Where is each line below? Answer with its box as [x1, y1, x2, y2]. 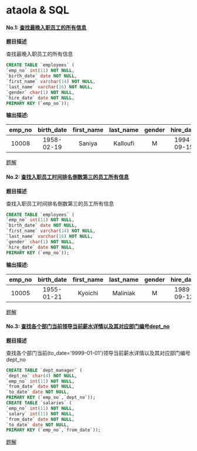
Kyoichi [77, 289, 98, 297]
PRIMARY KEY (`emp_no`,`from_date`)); [6, 427, 101, 433]
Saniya [79, 139, 98, 148]
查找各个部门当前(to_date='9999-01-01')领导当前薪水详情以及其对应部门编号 [6, 349, 191, 356]
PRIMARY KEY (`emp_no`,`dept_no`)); [6, 395, 96, 401]
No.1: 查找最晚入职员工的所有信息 [6, 24, 87, 31]
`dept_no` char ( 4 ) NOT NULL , [6, 373, 77, 378]
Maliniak [112, 289, 136, 297]
